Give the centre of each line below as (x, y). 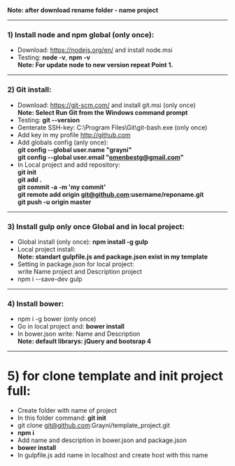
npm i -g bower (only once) (57, 319)
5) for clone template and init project (115, 376)
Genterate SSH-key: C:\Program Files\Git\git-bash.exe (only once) (112, 127)
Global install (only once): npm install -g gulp (83, 242)
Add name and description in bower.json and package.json (102, 440)
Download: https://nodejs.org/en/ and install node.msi (95, 50)
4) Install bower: (36, 303)
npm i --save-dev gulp (50, 279)
